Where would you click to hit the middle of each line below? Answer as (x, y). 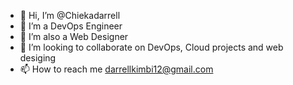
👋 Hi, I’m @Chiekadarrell (70, 15)
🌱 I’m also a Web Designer (74, 36)
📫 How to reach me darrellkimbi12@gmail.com (116, 69)
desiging (38, 58)
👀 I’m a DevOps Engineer (71, 26)
